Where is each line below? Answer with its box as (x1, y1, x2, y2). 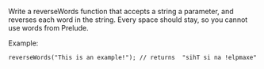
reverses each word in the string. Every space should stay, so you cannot (8, 15, 248, 24)
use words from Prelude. (8, 24, 89, 32)
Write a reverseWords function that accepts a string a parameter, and (8, 7, 234, 16)
